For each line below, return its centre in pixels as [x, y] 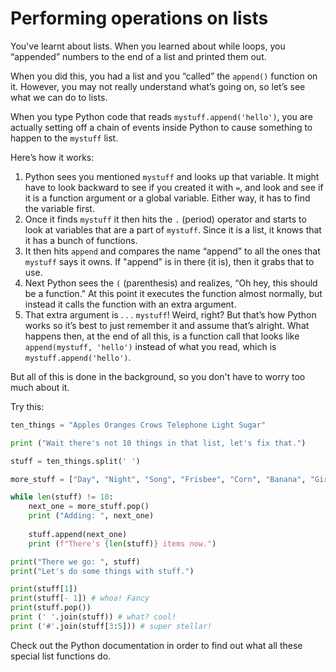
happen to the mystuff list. [64, 138]
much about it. [40, 387]
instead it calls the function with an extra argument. [130, 304]
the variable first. [59, 208]
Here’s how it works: [52, 157]
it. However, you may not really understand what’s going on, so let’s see [158, 86]
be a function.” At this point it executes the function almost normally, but [173, 293]
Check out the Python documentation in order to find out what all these [156, 645]
